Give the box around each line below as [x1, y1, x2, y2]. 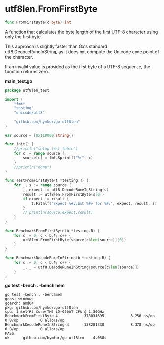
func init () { [5, 141, 34, 146]
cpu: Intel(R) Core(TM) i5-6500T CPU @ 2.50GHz [5, 310, 105, 314]
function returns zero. [5, 69, 49, 74]
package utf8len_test [5, 88, 50, 93]
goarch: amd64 [5, 301, 34, 306]
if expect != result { [23, 196, 69, 202]
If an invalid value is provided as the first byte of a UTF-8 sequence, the [5, 63, 151, 69]
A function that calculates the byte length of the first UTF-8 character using [5, 29, 158, 34]
